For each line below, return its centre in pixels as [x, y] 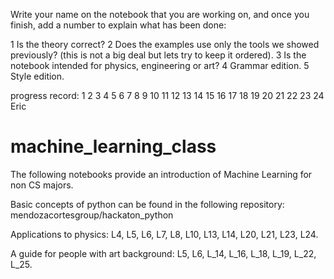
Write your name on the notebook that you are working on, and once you [160, 14]
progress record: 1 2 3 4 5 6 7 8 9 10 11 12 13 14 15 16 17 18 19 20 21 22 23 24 [167, 95]
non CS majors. [42, 185]
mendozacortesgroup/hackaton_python [92, 215]
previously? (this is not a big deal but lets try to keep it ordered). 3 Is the [158, 55]
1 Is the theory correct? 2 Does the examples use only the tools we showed [165, 44]
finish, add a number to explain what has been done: [118, 25]
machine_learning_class [113, 146]
